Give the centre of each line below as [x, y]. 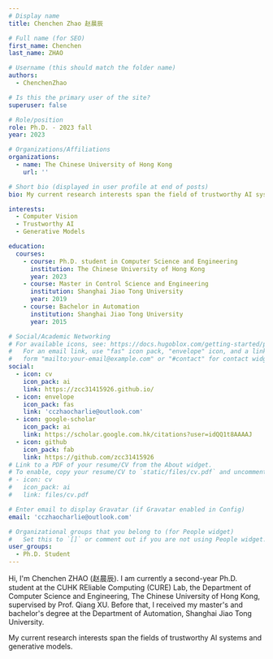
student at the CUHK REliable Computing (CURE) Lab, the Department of [130, 588]
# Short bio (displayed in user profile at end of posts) [108, 187]
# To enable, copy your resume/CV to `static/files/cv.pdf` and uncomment [138, 472]
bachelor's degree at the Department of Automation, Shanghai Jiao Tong [130, 613]
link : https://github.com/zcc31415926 [89, 457]
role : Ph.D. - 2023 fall [50, 127]
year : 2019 [48, 299]
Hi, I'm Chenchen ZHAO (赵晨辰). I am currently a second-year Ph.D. [123, 578]
